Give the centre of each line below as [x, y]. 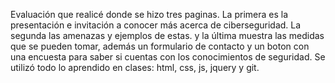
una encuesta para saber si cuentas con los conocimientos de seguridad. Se [168, 57]
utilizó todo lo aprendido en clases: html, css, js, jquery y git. [135, 67]
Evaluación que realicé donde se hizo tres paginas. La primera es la [149, 14]
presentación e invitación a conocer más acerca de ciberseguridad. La [156, 25]
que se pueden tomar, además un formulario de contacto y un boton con [160, 46]
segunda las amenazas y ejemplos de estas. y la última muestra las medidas [167, 35]
